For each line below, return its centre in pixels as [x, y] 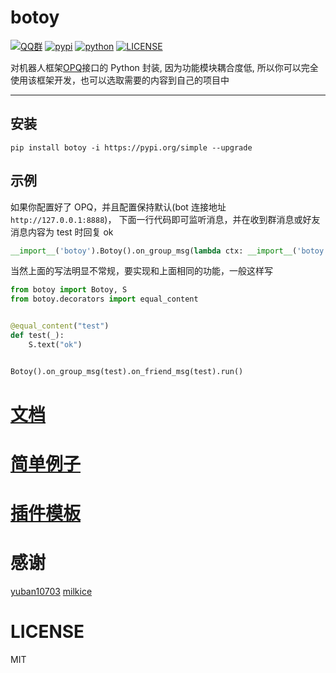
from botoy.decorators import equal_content [104, 299]
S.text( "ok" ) [55, 344]
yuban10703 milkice [51, 592]
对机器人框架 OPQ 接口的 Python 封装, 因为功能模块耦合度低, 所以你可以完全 [164, 67]
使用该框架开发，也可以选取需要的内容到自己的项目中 [120, 80]
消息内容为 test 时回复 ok [62, 232]
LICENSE [47, 632]
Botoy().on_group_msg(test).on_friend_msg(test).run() [127, 371]
